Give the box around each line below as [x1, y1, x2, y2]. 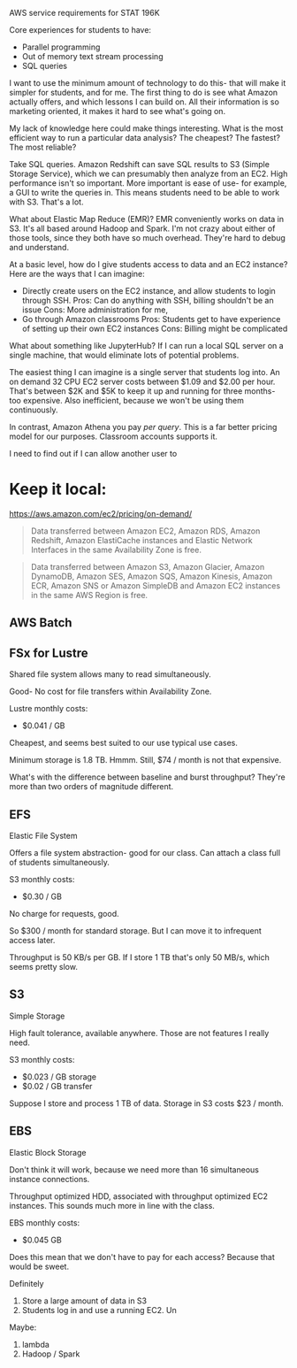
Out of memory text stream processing [21, 51, 164, 61]
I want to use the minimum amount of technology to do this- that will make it [9, 78, 286, 88]
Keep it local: [9, 480, 107, 499]
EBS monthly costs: [9, 1217, 80, 1228]
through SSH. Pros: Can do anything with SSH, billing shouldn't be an [21, 296, 274, 305]
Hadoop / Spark [21, 1349, 80, 1359]
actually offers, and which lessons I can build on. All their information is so [9, 96, 280, 107]
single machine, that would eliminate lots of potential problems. [9, 350, 240, 360]
